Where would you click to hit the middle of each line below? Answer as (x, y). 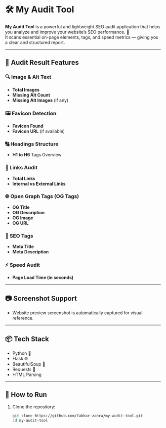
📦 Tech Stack (27, 339)
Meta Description (30, 252)
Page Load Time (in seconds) (43, 278)
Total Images (26, 90)
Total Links (24, 178)
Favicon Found (28, 126)
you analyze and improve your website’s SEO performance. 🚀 (67, 32)
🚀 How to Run (26, 395)
